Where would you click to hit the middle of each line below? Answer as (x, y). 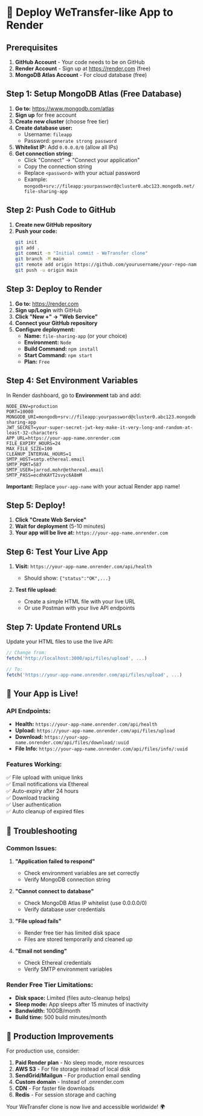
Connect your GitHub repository (56, 323)
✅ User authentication (34, 805)
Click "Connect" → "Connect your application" (82, 160)
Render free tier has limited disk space (72, 933)
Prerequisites (32, 48)
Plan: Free (37, 361)
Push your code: (36, 231)
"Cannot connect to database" (54, 891)
